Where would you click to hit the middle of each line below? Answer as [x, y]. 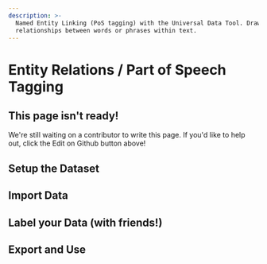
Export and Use [47, 249]
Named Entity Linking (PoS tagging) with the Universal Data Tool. [130, 23]
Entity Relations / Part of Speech [117, 70]
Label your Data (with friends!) [85, 222]
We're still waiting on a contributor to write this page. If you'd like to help [127, 135]
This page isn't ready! [64, 116]
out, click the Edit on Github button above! [77, 143]
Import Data [39, 196]
